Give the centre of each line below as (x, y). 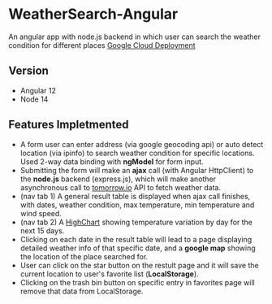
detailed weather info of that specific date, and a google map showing (138, 248)
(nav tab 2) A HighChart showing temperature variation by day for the (136, 222)
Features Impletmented (69, 125)
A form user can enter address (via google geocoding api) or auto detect (142, 144)
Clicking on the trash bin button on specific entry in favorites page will (137, 282)
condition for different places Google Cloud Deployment (102, 45)
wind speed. (41, 213)
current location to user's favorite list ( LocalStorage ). (109, 274)
